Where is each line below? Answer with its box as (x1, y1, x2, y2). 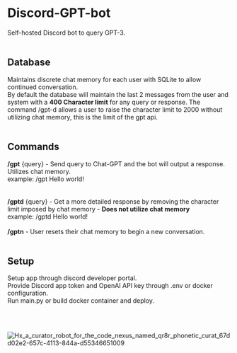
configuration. (7, 289, 48, 298)
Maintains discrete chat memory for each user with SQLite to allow (7, 75, 202, 83)
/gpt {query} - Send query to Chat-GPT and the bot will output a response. (7, 159, 225, 168)
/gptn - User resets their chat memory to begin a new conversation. (7, 227, 205, 236)
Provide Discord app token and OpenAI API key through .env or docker (7, 282, 214, 290)
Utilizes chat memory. (7, 167, 71, 175)
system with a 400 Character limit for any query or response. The (7, 98, 201, 106)
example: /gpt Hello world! (7, 175, 85, 183)
